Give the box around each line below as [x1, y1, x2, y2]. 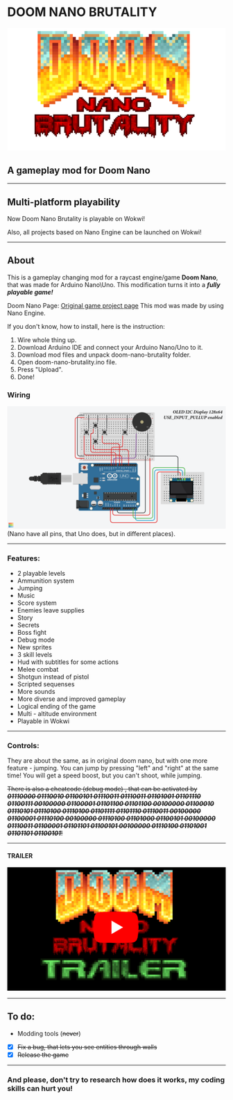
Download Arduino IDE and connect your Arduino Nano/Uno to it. [17, 343, 203, 351]
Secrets [17, 620, 40, 629]
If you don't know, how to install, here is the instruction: [7, 322, 165, 330]
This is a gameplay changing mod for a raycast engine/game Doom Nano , [7, 273, 218, 282]
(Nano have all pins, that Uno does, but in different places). [7, 529, 175, 537]
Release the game [17, 1051, 69, 1059]
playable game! [7, 288, 53, 296]
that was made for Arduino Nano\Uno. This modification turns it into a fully [7, 280, 221, 289]
